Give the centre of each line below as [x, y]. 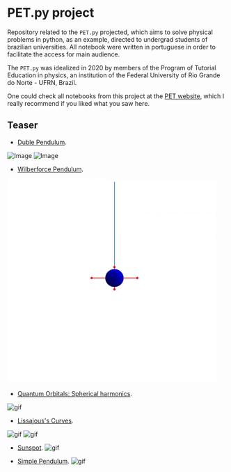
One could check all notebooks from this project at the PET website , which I [116, 96]
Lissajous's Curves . [45, 420]
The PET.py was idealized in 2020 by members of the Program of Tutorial [112, 68]
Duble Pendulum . [42, 142]
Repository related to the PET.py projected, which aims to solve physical [110, 32]
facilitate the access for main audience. [64, 54]
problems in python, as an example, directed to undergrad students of [107, 39]
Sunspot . [30, 448]
